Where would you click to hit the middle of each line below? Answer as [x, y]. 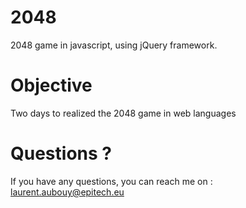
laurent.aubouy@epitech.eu [67, 192]
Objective [51, 85]
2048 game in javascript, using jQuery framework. [114, 45]
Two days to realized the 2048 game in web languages [123, 113]
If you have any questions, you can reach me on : [111, 181]
